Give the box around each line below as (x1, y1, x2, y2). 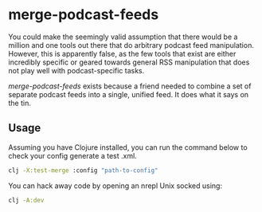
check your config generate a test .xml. (8, 151, 137, 160)
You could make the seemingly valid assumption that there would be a (8, 32, 238, 41)
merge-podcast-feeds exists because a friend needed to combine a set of (8, 81, 252, 91)
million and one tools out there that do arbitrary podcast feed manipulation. (8, 40, 255, 49)
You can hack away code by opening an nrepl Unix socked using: (8, 181, 223, 190)
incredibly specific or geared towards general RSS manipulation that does (8, 57, 250, 67)
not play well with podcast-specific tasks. (8, 65, 145, 75)
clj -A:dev (8, 196, 45, 204)
